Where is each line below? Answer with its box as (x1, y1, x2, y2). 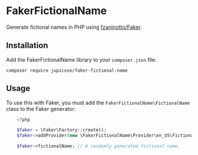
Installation (6, 41, 48, 50)
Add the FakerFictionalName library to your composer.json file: (6, 56, 157, 63)
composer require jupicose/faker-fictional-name (6, 68, 128, 73)
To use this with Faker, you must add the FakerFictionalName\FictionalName (6, 99, 190, 106)
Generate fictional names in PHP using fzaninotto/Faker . (6, 23, 143, 31)
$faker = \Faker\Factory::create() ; (16, 127, 107, 133)
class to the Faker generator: (6, 105, 76, 112)
